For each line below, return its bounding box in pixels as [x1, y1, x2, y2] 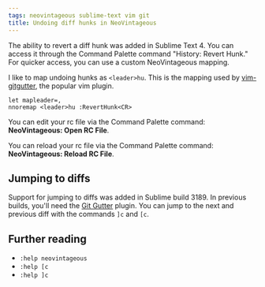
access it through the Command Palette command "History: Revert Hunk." [8, 49, 248, 58]
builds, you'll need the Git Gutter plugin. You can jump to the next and [8, 201, 234, 211]
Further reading [8, 232, 87, 245]
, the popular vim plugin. [35, 80, 114, 91]
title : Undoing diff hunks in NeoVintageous [8, 19, 157, 27]
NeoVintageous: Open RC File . [8, 125, 110, 135]
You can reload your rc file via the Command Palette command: [8, 140, 215, 150]
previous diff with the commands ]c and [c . [8, 210, 150, 219]
